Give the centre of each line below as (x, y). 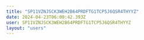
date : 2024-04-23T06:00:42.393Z (46, 17)
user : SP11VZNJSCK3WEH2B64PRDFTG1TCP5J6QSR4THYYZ (69, 22)
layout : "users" (26, 28)
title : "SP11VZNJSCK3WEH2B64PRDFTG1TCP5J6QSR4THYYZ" (73, 11)
